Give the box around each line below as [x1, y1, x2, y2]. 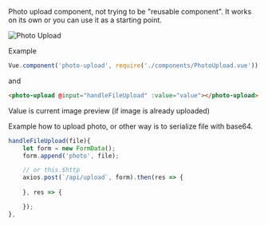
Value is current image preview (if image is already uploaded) [8, 105, 210, 115]
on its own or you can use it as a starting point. [8, 15, 162, 25]
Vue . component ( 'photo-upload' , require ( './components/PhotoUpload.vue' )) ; [8, 61, 262, 69]
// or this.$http [22, 166, 81, 174]
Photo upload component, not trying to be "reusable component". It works [8, 7, 252, 16]
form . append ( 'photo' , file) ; [22, 152, 120, 160]
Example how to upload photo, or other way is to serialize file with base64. [8, 121, 254, 131]
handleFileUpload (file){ [8, 137, 91, 145]
